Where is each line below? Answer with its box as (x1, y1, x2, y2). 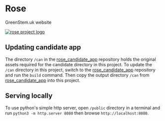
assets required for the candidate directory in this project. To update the (5, 61, 152, 67)
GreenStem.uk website (5, 19, 52, 25)
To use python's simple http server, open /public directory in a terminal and (5, 105, 160, 111)
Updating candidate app (5, 43, 81, 52)
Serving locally (5, 92, 53, 100)
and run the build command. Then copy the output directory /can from (5, 72, 150, 78)
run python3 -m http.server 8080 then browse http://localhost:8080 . (5, 110, 149, 116)
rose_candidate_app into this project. (5, 77, 81, 83)
